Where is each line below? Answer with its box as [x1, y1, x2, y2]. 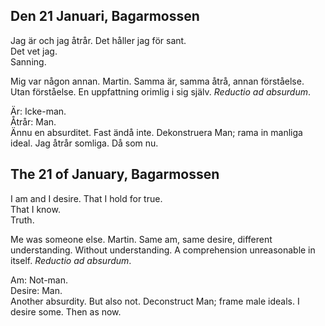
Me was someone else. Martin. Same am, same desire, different [10, 233, 273, 245]
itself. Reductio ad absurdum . [10, 254, 132, 266]
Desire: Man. [10, 284, 63, 296]
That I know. [10, 203, 61, 215]
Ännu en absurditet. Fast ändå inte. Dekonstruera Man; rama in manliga [10, 126, 303, 138]
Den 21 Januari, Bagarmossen [10, 8, 200, 25]
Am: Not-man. [10, 274, 69, 286]
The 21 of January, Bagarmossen [10, 166, 220, 183]
